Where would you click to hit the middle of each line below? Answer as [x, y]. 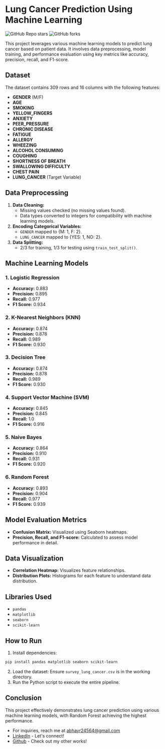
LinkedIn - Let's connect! [38, 735]
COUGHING [25, 156]
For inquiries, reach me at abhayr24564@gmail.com [66, 730]
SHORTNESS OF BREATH [39, 161]
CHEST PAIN [26, 172]
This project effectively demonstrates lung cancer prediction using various [82, 710]
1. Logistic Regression [32, 277]
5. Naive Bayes [24, 437]
